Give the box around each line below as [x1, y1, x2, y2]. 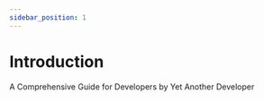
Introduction [9, 51, 105, 72]
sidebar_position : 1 [9, 13, 87, 22]
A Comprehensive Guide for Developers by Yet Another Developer [9, 81, 255, 92]
